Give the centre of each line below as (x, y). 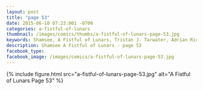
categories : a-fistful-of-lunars (48, 29)
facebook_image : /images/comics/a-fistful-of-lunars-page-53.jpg (90, 57)
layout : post (23, 12)
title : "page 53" (28, 18)
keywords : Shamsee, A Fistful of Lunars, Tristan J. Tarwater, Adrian (97, 40)
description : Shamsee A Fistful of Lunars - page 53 (74, 46)
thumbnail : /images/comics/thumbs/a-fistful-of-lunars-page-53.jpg (93, 34)
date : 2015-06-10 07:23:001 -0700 (50, 23)
